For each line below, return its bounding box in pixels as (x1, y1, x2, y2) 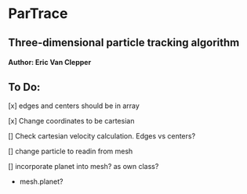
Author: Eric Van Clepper (8, 58, 92, 67)
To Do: (8, 80, 41, 94)
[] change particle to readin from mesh (8, 146, 133, 156)
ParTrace (8, 5, 68, 23)
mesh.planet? (19, 177, 64, 186)
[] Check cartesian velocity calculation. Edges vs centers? (8, 131, 196, 141)
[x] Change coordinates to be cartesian (8, 116, 135, 125)
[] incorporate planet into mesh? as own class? (8, 161, 159, 171)
